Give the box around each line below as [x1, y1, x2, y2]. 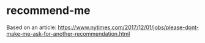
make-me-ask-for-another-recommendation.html [6, 30, 130, 37]
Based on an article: [6, 24, 57, 31]
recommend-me [6, 4, 91, 18]
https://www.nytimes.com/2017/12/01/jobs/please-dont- [58, 24, 199, 31]
